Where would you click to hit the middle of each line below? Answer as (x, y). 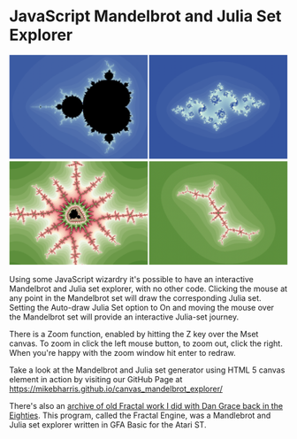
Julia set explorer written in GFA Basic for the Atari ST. (108, 425)
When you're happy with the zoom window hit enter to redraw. (122, 353)
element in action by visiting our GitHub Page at (96, 380)
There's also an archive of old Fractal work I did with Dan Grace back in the (146, 406)
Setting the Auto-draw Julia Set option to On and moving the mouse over (142, 308)
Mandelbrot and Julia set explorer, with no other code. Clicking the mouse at (148, 289)
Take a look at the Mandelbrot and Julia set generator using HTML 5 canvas (147, 370)
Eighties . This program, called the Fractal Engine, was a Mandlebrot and (140, 416)
